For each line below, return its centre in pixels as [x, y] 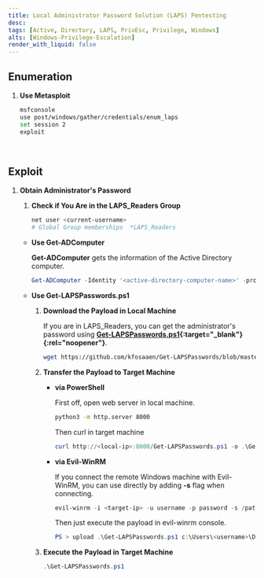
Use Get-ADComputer [68, 242]
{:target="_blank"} [211, 334]
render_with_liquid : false [52, 45]
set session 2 [42, 124]
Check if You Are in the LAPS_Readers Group [106, 206]
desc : [17, 23]
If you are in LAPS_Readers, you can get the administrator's [139, 326]
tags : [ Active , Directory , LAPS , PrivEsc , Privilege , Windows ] [114, 30]
